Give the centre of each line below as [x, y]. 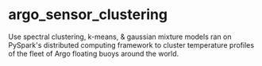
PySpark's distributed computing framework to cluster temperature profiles [131, 45]
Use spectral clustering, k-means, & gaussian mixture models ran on [120, 37]
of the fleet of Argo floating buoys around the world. [94, 53]
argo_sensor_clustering [88, 15]
